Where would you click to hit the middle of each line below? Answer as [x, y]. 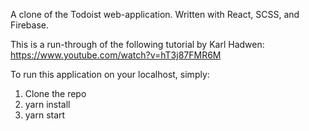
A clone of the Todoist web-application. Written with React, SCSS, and [155, 14]
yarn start [45, 115]
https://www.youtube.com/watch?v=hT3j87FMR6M [116, 55]
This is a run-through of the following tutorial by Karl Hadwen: [137, 44]
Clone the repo [55, 93]
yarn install [47, 104]
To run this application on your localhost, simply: [110, 74]
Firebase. [30, 25]
